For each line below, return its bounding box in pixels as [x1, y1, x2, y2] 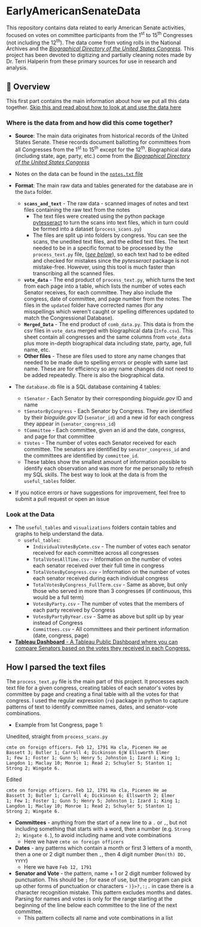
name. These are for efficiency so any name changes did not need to [23, 365, 194, 372]
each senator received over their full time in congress [32, 562, 165, 569]
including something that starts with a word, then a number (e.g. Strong [14, 825, 191, 832]
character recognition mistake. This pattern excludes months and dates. [14, 889, 193, 896]
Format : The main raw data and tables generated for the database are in [14, 182, 193, 189]
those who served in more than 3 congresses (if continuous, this [32, 588, 192, 595]
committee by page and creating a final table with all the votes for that [6, 691, 179, 698]
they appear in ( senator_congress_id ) [23, 420, 116, 427]
